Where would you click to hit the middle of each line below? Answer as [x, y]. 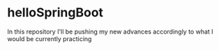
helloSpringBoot [55, 13]
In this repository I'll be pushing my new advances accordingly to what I [111, 32]
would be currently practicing [50, 38]
